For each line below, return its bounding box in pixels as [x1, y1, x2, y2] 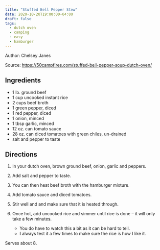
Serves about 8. [5, 240, 37, 246]
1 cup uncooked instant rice [12, 94, 68, 100]
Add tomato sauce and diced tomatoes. [12, 192, 92, 198]
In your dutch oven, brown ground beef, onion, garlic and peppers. [12, 163, 147, 169]
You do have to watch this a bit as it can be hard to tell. [19, 225, 130, 231]
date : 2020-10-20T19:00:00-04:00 [5, 12, 73, 17]
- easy [9, 35, 23, 40]
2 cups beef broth [12, 100, 49, 105]
